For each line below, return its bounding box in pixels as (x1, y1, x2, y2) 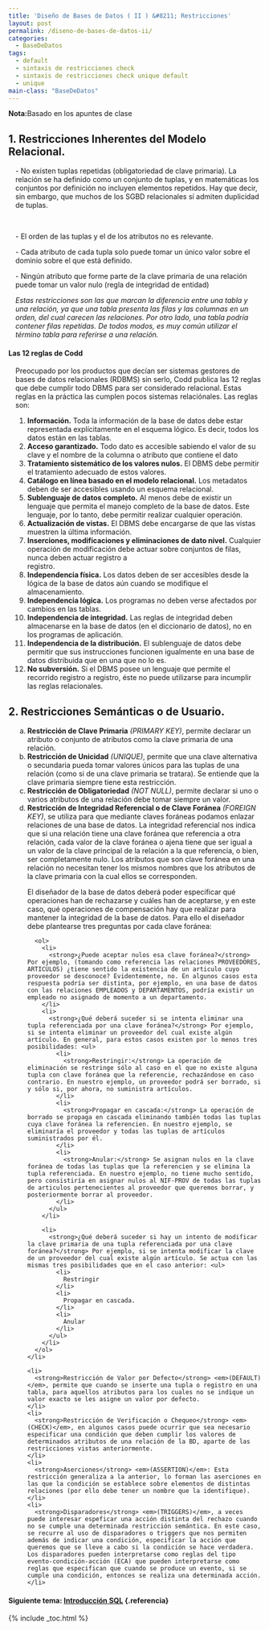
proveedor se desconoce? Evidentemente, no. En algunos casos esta (26, 973, 258, 981)
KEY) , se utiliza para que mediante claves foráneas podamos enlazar (26, 811, 255, 822)
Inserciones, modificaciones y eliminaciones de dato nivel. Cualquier (26, 536, 261, 545)
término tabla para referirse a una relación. (15, 330, 159, 339)
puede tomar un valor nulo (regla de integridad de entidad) (15, 280, 210, 290)
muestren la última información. (26, 527, 132, 537)
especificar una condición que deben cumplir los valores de (26, 1431, 237, 1439)
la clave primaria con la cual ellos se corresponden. (26, 872, 198, 881)
